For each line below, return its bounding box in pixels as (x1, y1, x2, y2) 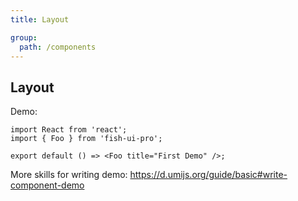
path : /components (19, 42, 97, 52)
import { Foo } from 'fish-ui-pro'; (10, 134, 163, 144)
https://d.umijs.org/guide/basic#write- (129, 169, 288, 181)
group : (10, 32, 38, 43)
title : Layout (10, 14, 70, 25)
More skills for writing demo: (10, 169, 128, 181)
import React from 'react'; (10, 125, 128, 135)
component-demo (10, 179, 85, 191)
